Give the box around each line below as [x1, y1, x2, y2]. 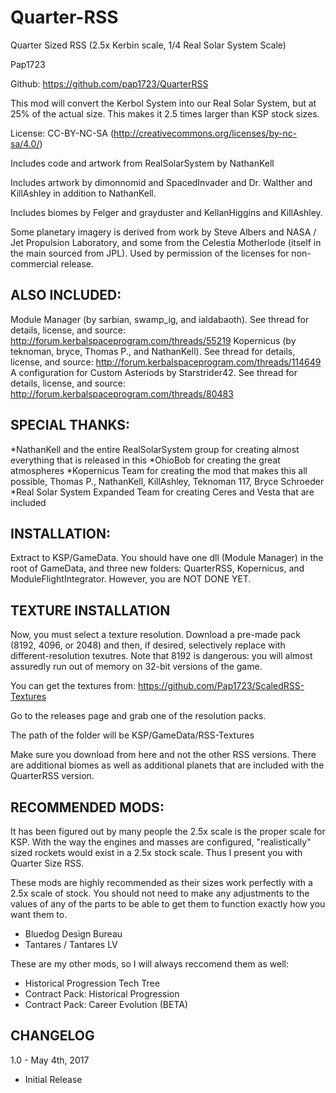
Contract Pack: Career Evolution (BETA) [24, 999, 188, 1010]
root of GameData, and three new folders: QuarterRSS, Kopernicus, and [10, 562, 305, 575]
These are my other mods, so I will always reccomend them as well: [10, 958, 289, 970]
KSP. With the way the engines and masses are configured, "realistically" [10, 836, 312, 848]
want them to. [10, 909, 68, 920]
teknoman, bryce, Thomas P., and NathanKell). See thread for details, [10, 345, 296, 357]
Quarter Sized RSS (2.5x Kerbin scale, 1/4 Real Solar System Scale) [10, 39, 287, 51]
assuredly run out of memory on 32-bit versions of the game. [10, 661, 263, 673]
